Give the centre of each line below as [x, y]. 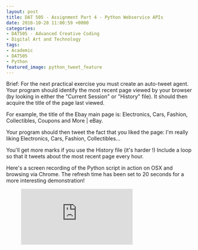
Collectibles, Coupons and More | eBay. [55, 121]
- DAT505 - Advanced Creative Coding [53, 34]
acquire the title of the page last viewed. [56, 103]
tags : [13, 45]
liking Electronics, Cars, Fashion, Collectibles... [63, 139]
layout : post [22, 12]
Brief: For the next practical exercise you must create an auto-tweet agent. [98, 84]
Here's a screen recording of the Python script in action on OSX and [89, 168]
